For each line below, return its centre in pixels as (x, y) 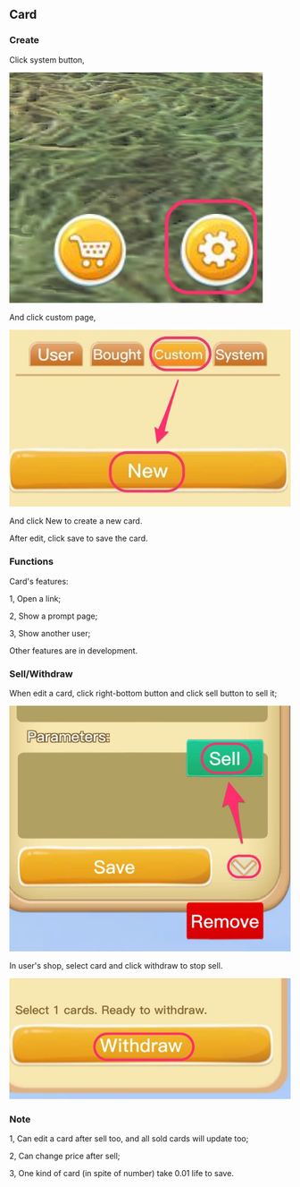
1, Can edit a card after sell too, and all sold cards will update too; (129, 1139)
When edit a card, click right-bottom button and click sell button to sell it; (143, 693)
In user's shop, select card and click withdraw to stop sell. (116, 966)
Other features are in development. (74, 650)
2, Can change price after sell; (65, 1156)
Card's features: (39, 581)
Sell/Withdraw (41, 673)
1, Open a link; (35, 598)
